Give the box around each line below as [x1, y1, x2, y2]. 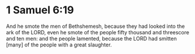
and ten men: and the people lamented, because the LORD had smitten [6, 35, 177, 42]
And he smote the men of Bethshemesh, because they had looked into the [6, 23, 185, 30]
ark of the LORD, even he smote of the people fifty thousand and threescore [6, 28, 189, 35]
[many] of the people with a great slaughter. [6, 41, 112, 48]
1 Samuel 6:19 [6, 3, 74, 17]
